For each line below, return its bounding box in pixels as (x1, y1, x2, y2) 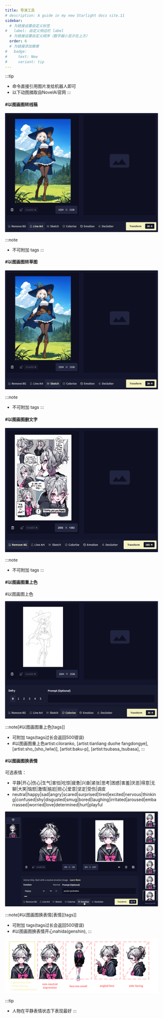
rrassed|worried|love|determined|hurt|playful (12, 802, 103, 808)
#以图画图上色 (5, 591, 33, 597)
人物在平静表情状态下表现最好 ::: (12, 1008, 77, 1014)
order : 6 (9, 39, 27, 44)
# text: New (5, 54, 38, 59)
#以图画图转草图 (5, 259, 38, 265)
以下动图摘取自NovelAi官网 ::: (12, 89, 71, 95)
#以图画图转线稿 (5, 101, 38, 107)
